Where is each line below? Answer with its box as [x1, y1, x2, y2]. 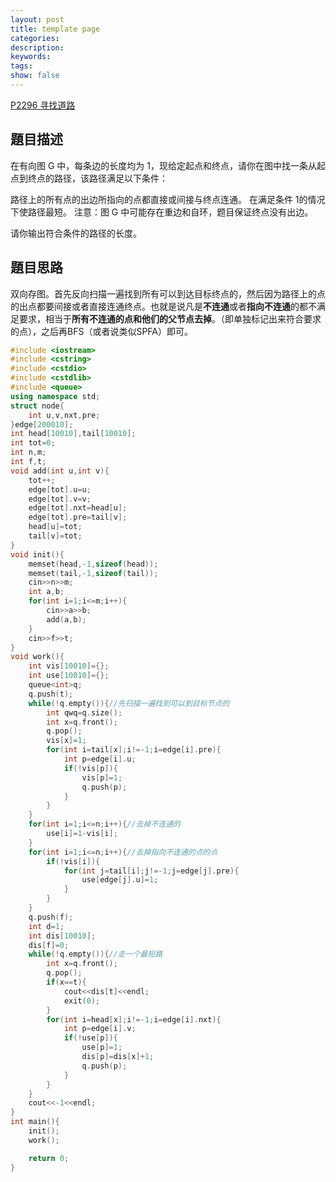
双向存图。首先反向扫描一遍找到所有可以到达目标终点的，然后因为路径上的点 [10, 287, 326, 300]
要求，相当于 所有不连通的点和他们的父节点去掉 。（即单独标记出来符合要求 [18, 312, 322, 325]
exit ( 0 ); [63, 996, 101, 1006]
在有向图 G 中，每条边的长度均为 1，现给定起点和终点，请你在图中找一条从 [10, 159, 317, 171]
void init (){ [10, 549, 65, 560]
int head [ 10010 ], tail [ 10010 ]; [10, 429, 137, 439]
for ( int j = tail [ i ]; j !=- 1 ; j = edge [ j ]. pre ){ [63, 866, 240, 876]
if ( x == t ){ [46, 977, 87, 987]
